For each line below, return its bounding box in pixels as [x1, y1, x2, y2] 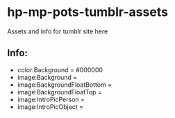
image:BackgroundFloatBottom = [17, 81, 112, 89]
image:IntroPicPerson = [17, 95, 85, 103]
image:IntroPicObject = [17, 102, 84, 111]
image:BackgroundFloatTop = [17, 87, 102, 96]
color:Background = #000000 [17, 65, 103, 74]
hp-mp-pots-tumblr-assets [7, 4, 169, 20]
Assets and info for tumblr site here [7, 27, 108, 35]
